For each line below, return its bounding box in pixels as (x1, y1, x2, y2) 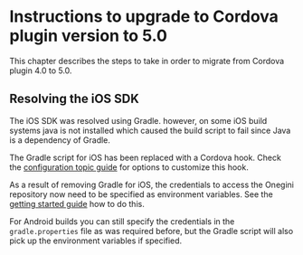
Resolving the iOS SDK (9, 91, 140, 107)
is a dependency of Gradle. (9, 134, 111, 146)
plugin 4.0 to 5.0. (9, 65, 72, 76)
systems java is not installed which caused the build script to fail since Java (9, 125, 291, 136)
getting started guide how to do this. (9, 198, 145, 209)
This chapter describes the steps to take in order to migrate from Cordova (9, 55, 285, 66)
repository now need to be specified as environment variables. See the (9, 188, 273, 200)
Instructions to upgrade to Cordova (9, 6, 279, 27)
